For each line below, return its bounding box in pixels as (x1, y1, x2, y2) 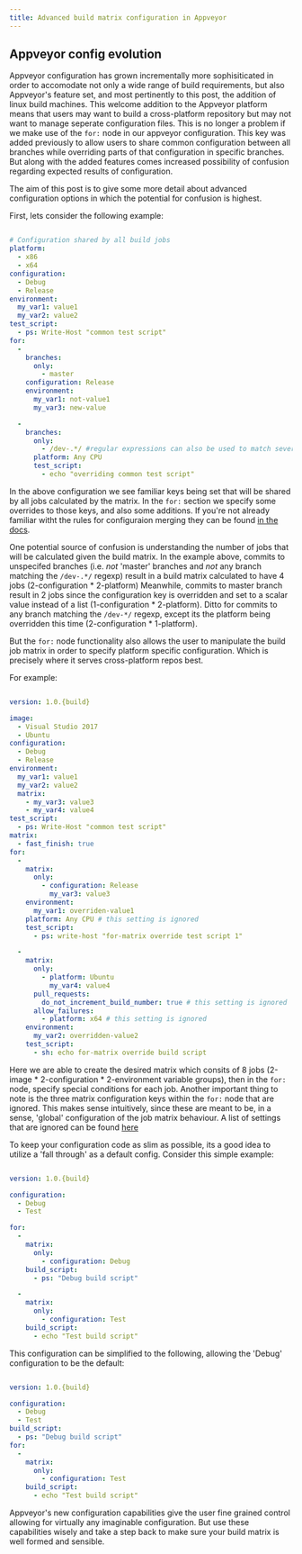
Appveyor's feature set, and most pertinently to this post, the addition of (9, 89, 277, 100)
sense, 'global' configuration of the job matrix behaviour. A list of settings (9, 1112, 281, 1123)
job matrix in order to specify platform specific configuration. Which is (9, 645, 269, 655)
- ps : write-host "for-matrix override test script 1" (32, 931, 244, 941)
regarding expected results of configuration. (9, 166, 173, 176)
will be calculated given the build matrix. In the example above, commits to (9, 551, 286, 562)
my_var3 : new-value (32, 402, 106, 412)
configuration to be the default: (9, 1357, 125, 1369)
